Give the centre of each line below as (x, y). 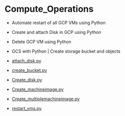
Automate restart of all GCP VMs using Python (59, 23)
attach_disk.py (26, 60)
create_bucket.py (29, 70)
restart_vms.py (27, 108)
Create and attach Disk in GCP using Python (56, 32)
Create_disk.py (27, 80)
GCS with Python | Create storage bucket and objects (66, 51)
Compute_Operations (49, 9)
